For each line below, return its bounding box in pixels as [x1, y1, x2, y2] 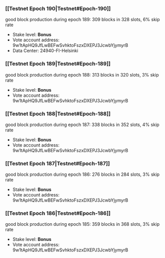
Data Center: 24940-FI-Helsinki [12, 48, 78, 54]
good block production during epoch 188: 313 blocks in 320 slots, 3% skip [5, 72, 159, 78]
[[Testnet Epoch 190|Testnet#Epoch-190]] [5, 5, 111, 12]
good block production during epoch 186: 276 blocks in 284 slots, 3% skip [5, 171, 160, 177]
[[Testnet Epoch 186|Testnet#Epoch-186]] [5, 210, 111, 217]
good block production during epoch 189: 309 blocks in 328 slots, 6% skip [5, 17, 160, 23]
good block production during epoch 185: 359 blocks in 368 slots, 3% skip [5, 221, 160, 227]
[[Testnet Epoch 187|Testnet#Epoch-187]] [5, 160, 110, 167]
